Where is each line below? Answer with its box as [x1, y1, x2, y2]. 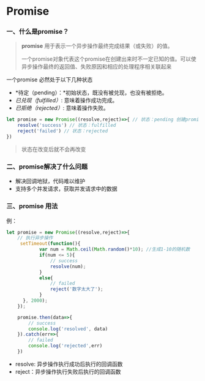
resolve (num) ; [50, 263, 86, 270]
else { [39, 274, 53, 281]
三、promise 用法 [6, 202, 58, 211]
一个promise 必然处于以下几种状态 [6, 76, 93, 83]
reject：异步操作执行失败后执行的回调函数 [15, 368, 121, 375]
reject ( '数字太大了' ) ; [50, 286, 103, 292]
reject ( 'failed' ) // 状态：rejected [17, 128, 108, 134]
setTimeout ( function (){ [20, 241, 81, 247]
